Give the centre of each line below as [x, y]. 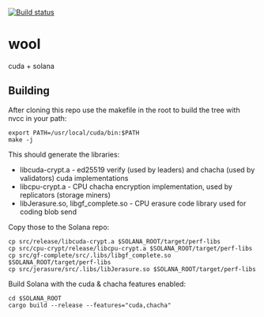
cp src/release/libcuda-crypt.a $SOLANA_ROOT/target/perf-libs [115, 241]
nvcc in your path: [38, 118]
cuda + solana [32, 66]
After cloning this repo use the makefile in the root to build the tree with [124, 110]
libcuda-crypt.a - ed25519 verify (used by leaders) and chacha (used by [137, 169]
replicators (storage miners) [65, 194]
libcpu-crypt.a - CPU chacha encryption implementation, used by [126, 187]
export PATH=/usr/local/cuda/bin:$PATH [74, 133]
